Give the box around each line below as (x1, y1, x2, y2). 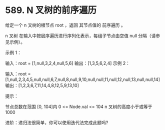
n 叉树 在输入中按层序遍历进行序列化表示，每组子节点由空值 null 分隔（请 (5, 32, 156, 38)
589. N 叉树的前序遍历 (5, 4, 97, 16)
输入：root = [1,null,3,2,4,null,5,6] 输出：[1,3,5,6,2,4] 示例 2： (5, 60, 130, 66)
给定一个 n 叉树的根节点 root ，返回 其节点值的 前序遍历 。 (5, 22, 126, 28)
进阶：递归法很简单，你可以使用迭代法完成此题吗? (5, 119, 108, 125)
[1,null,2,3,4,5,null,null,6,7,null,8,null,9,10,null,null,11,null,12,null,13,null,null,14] (5, 76, 160, 82)
